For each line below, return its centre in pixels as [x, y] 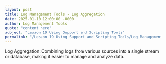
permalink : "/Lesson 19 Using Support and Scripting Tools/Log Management [84, 37]
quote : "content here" [28, 28]
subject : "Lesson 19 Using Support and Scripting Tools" [65, 32]
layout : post [19, 10]
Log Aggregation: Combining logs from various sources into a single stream [82, 51]
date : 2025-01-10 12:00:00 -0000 [40, 19]
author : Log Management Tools [36, 23]
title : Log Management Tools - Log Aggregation [55, 14]
